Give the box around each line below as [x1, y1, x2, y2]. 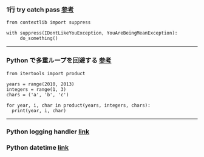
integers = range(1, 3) [6, 86, 67, 92]
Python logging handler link [6, 127, 90, 136]
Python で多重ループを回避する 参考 [6, 56, 112, 65]
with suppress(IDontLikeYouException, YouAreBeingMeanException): [6, 30, 178, 36]
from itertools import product [6, 70, 86, 76]
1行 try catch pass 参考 [6, 5, 74, 13]
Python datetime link [6, 144, 69, 152]
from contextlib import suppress [6, 19, 91, 25]
